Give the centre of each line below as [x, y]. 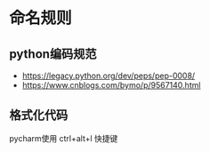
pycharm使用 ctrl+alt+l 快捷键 [64, 138]
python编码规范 [53, 54]
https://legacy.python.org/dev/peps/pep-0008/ [109, 76]
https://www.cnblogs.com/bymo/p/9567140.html [111, 85]
